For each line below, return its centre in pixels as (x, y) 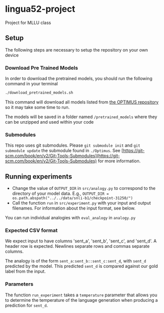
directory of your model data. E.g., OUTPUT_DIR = (60, 194)
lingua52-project (40, 9)
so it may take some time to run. (37, 107)
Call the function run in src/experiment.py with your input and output (82, 203)
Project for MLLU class (28, 23)
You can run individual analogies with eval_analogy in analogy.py (70, 218)
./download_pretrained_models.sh (39, 93)
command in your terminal (31, 84)
